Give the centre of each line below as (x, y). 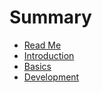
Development (51, 77)
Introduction (49, 55)
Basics (37, 66)
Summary (50, 17)
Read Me (42, 45)
